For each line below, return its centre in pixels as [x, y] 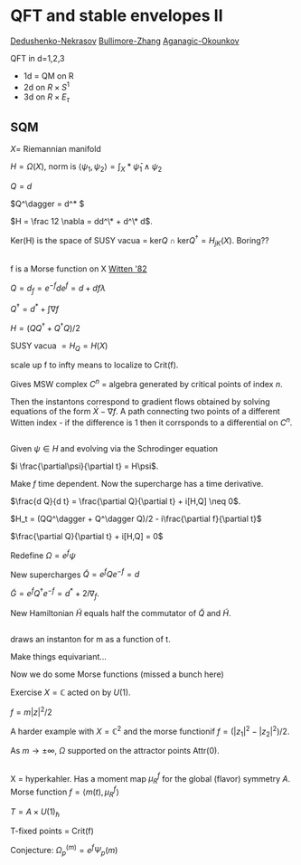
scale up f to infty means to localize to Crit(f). [94, 365]
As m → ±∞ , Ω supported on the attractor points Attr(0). [115, 751]
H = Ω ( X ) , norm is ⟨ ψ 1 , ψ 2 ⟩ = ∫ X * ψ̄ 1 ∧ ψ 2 [86, 167]
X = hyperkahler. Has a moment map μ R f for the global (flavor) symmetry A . [150, 779]
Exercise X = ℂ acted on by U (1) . [71, 692]
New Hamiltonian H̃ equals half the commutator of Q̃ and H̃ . [121, 613]
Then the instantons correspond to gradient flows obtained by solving [140, 402]
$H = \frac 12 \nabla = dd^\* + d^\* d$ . [81, 221]
